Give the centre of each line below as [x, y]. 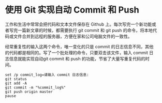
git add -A [16, 83]
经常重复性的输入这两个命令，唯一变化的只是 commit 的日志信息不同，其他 [79, 46]
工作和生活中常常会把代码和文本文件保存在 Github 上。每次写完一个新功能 [79, 24]
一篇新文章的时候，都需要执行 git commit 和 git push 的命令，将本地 [85, 30]
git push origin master [29, 92]
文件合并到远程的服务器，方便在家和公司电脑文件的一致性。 [73, 36]
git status [16, 79]
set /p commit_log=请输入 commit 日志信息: [47, 75]
